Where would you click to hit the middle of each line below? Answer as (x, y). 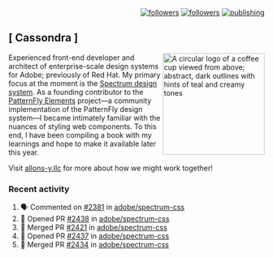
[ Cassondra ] (43, 38)
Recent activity (39, 189)
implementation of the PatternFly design (76, 109)
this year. (24, 152)
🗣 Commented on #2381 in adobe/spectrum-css (102, 208)
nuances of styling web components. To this (82, 126)
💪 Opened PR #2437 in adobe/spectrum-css (94, 236)
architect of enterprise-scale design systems (84, 66)
